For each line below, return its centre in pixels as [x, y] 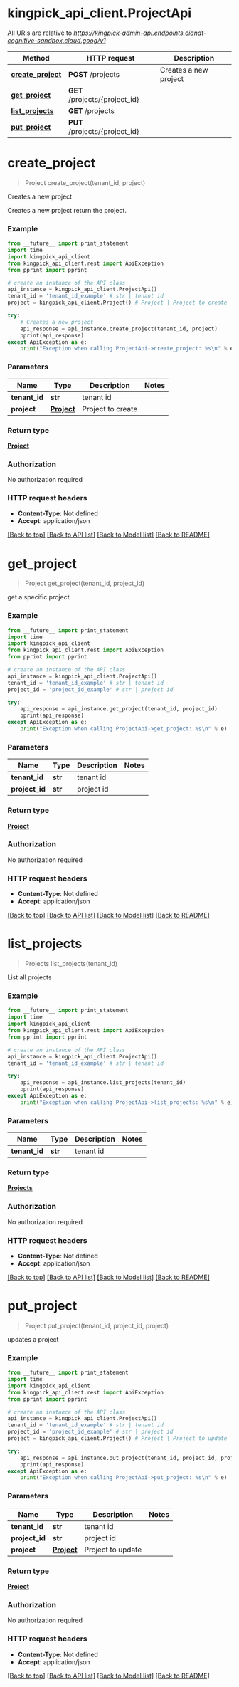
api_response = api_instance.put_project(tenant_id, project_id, [119, 1458]
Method [36, 58]
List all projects [30, 977]
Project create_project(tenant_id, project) [85, 182]
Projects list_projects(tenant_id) [71, 964]
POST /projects [94, 74]
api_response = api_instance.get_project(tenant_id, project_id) [119, 709]
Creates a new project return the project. [67, 210]
